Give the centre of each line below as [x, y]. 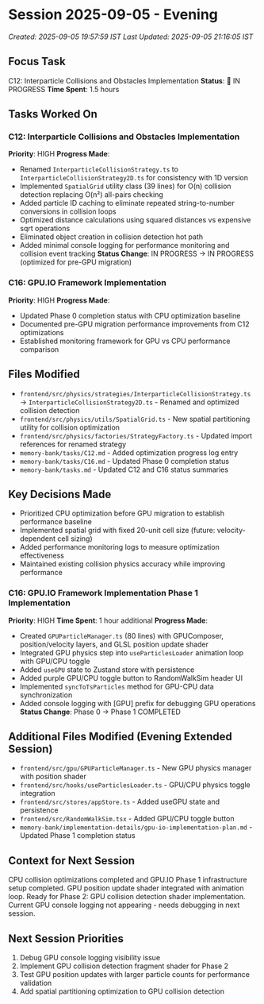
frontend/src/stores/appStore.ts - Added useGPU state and [120, 802]
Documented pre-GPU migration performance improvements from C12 [134, 324]
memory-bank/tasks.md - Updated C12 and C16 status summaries [124, 469]
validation [36, 983]
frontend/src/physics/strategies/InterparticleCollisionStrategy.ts [135, 394]
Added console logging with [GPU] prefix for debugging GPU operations [138, 703]
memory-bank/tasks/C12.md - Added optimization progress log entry [129, 452]
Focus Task [37, 62]
